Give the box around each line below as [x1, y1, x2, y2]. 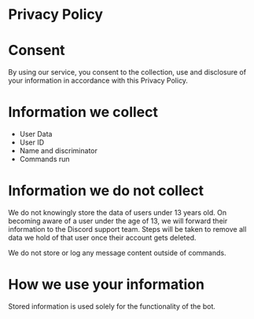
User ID [19, 137, 45, 147]
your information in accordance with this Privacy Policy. [8, 76, 189, 86]
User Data [19, 130, 53, 139]
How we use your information [8, 276, 204, 294]
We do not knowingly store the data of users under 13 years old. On [8, 208, 226, 217]
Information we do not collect [8, 182, 204, 200]
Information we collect [8, 104, 159, 121]
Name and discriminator [19, 146, 98, 156]
